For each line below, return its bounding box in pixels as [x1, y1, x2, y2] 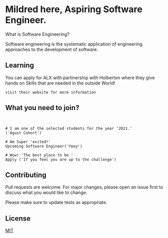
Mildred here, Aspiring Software [5, 4, 143, 15]
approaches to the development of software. [5, 46, 99, 52]
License [5, 214, 31, 223]
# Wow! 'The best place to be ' [5, 152, 73, 158]
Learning [5, 61, 34, 70]
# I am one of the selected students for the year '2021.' [5, 126, 133, 131]
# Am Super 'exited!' [5, 139, 51, 144]
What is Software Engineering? [5, 31, 70, 37]
